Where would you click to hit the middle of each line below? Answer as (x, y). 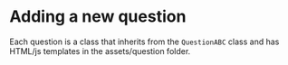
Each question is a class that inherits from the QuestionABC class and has (144, 42)
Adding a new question (98, 17)
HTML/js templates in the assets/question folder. (100, 51)
